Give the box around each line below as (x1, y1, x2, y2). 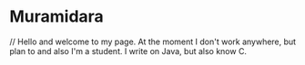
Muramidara (9, 6, 105, 27)
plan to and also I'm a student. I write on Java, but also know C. (9, 45, 248, 56)
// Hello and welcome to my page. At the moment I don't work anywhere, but (9, 36, 297, 47)
